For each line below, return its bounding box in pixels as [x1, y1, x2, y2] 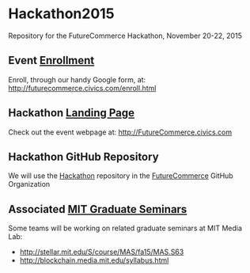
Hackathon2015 [8, 5, 115, 23]
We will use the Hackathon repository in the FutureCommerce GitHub [8, 171, 233, 180]
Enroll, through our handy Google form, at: [8, 74, 146, 84]
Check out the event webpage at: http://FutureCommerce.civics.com [8, 127, 233, 137]
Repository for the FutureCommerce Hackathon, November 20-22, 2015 [8, 31, 243, 40]
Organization [8, 180, 51, 189]
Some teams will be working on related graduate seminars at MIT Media [8, 223, 243, 233]
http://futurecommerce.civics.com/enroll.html [8, 83, 157, 93]
